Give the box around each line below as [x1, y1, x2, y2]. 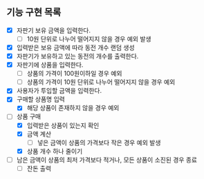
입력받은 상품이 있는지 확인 [26, 121, 100, 129]
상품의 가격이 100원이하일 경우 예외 [26, 70, 122, 78]
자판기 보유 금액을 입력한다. [16, 26, 91, 34]
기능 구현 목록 [6, 6, 62, 19]
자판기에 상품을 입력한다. [16, 61, 84, 69]
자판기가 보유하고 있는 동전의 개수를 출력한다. [16, 52, 139, 60]
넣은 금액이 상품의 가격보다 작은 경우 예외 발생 [37, 138, 161, 147]
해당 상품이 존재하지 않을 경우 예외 [26, 104, 120, 112]
